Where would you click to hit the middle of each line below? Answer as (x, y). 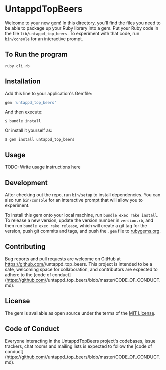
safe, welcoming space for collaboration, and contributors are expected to (82, 269)
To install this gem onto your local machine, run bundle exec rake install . (82, 215)
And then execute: (24, 112)
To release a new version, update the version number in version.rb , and (79, 220)
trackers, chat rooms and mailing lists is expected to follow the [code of (79, 346)
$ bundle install (23, 121)
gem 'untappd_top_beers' (31, 102)
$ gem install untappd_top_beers (40, 140)
